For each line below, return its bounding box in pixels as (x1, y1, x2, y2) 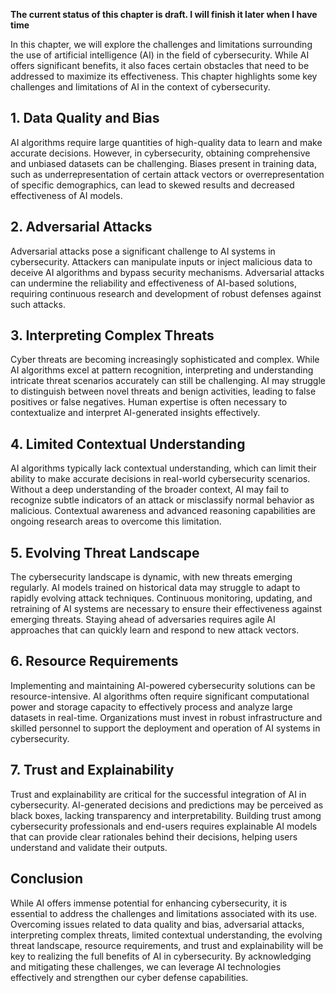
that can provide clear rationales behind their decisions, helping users (10, 830, 298, 843)
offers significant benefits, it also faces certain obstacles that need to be (10, 60, 310, 71)
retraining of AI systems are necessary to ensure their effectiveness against (10, 603, 323, 615)
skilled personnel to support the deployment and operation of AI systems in (10, 722, 321, 734)
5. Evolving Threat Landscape (10, 544, 200, 561)
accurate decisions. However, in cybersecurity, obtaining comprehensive (10, 147, 311, 159)
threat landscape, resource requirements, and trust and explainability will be (10, 939, 324, 951)
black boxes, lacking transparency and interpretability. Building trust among (10, 809, 322, 821)
